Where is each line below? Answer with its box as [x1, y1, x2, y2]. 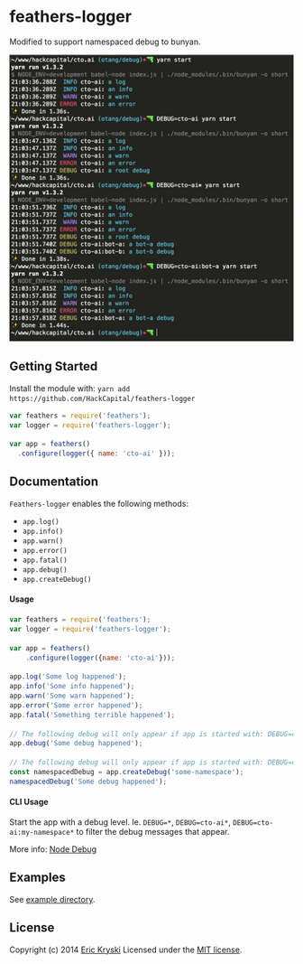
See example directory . [9, 894, 96, 904]
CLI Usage [9, 797, 49, 808]
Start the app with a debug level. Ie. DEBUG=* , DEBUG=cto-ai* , [9, 817, 232, 828]
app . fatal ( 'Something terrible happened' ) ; [9, 710, 176, 719]
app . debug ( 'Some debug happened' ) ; [9, 739, 143, 748]
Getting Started [9, 359, 98, 374]
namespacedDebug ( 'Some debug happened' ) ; [9, 777, 168, 786]
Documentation [9, 474, 99, 490]
